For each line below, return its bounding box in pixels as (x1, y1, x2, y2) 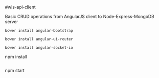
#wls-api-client (5, 4, 36, 10)
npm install (5, 54, 27, 59)
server (5, 19, 19, 24)
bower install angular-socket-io (5, 45, 73, 50)
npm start (5, 68, 25, 73)
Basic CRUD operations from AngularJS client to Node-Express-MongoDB (5, 14, 155, 19)
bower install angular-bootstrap (5, 28, 73, 33)
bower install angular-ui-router (5, 37, 73, 41)
